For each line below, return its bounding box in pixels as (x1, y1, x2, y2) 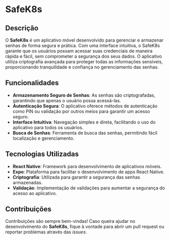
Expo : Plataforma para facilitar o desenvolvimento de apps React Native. (12, 169, 165, 175)
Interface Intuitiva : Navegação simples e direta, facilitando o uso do (12, 119, 156, 125)
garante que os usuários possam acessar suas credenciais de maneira (5, 48, 153, 54)
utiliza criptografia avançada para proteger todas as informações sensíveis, (5, 59, 163, 64)
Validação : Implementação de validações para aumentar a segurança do (12, 185, 165, 191)
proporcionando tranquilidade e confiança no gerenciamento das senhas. (5, 64, 159, 70)
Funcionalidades (5, 78, 59, 87)
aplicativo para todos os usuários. (12, 124, 84, 130)
